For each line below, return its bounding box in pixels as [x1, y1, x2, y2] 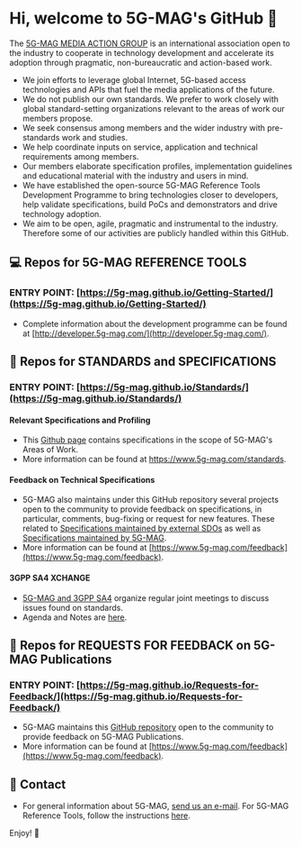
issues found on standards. [22, 602, 124, 613]
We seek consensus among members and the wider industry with [22, 122, 266, 133]
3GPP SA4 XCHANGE [9, 572, 91, 583]
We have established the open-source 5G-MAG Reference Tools [22, 179, 261, 190]
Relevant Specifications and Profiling [9, 414, 151, 425]
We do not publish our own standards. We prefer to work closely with [22, 94, 279, 105]
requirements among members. [22, 150, 139, 161]
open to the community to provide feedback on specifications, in [22, 504, 262, 515]
